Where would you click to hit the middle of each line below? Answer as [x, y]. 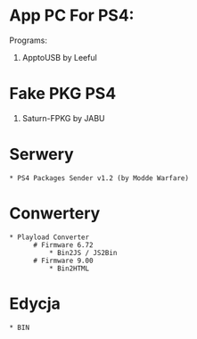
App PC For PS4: [72, 16]
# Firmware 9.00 [63, 260]
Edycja [35, 303]
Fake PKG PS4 [63, 94]
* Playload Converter [49, 237]
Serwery [41, 155]
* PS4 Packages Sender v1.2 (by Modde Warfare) [99, 178]
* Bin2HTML [69, 269]
